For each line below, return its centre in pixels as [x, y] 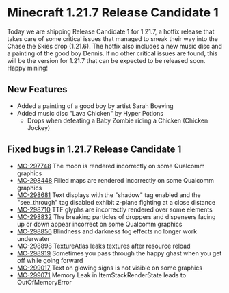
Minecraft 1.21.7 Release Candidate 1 [113, 13]
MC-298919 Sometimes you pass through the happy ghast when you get [119, 253]
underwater [33, 238]
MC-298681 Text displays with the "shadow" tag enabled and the [109, 195]
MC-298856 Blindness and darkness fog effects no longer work [107, 231]
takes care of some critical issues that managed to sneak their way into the [113, 38]
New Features [37, 89]
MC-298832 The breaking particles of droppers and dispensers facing [116, 216]
